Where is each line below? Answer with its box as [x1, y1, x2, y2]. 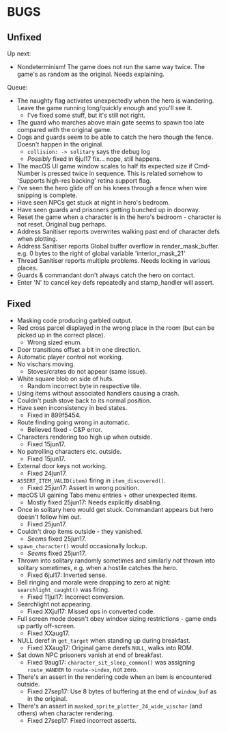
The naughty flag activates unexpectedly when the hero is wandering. [16, 97, 214, 105]
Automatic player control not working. [16, 352, 124, 361]
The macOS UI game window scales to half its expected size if [16, 162, 193, 170]
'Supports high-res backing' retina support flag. [16, 177, 152, 185]
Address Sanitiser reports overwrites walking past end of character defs [16, 227, 220, 235]
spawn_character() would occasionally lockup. [16, 541, 147, 550]
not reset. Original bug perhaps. [16, 220, 107, 228]
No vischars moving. [16, 360, 75, 368]
